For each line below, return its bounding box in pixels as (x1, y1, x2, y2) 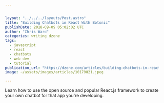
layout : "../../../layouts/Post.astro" (5, 16, 86, 20)
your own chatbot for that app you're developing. (5, 93, 104, 99)
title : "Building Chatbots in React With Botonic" (5, 20, 110, 25)
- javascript (9, 43, 36, 48)
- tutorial (9, 61, 32, 66)
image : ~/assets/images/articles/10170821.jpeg (5, 70, 104, 75)
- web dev (9, 56, 29, 61)
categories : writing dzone (5, 34, 60, 39)
